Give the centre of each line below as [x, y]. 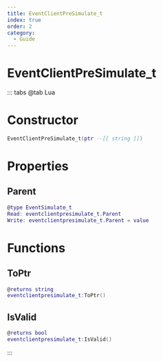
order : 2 [20, 26]
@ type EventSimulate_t [40, 208]
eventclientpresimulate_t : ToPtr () [57, 296]
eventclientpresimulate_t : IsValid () [59, 339]
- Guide [24, 39]
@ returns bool [28, 333]
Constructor [43, 120]
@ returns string [30, 289]
